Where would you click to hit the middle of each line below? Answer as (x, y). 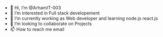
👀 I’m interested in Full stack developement (55, 13)
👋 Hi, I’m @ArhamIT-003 (35, 8)
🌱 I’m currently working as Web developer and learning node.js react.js (84, 18)
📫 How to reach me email (37, 29)
